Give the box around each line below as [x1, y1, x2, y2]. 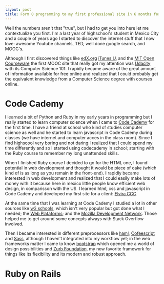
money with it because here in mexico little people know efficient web [5, 181, 145, 187]
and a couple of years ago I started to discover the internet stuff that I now [5, 35, 155, 41]
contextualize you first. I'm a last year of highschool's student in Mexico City [5, 30, 159, 36]
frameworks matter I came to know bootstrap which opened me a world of [5, 241, 155, 246]
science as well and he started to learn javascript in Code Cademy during [5, 130, 153, 135]
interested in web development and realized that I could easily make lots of [5, 175, 156, 181]
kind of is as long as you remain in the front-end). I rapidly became [5, 170, 139, 176]
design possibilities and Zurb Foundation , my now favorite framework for [5, 246, 151, 252]
